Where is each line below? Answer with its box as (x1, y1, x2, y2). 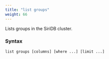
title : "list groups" (5, 7, 50, 12)
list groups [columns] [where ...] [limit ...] (5, 49, 105, 54)
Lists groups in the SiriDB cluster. (5, 25, 73, 31)
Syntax (5, 38, 23, 45)
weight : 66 (5, 12, 28, 17)
